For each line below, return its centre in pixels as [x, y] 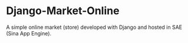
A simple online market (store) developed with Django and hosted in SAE [94, 27]
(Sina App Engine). [29, 33]
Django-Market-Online [63, 11]
